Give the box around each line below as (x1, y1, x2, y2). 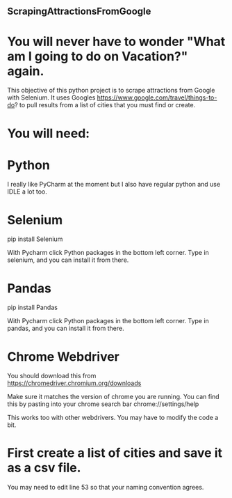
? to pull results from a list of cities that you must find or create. (14, 101, 196, 109)
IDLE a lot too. (7, 187, 47, 196)
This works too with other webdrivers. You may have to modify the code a (7, 414, 219, 422)
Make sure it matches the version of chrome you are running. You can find (7, 393, 220, 401)
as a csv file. (7, 460, 81, 476)
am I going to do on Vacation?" (7, 48, 188, 64)
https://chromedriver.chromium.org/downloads (7, 379, 142, 387)
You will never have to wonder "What (7, 33, 226, 49)
